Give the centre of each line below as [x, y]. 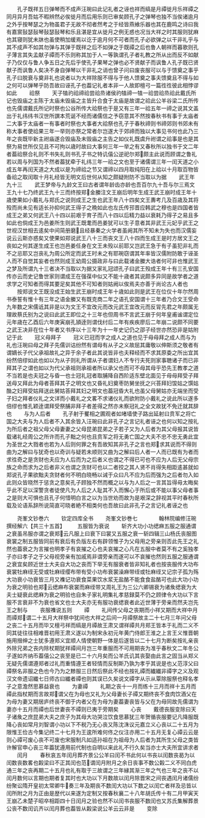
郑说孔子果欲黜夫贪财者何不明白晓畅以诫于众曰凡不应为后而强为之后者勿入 [100, 475]
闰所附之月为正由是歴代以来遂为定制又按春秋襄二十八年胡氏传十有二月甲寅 [100, 793]
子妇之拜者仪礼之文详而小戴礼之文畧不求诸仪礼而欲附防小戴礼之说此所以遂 [100, 398]
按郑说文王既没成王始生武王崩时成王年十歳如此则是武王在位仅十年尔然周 [108, 291]
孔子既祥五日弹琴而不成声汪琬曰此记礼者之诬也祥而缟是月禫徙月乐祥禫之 [108, 9]
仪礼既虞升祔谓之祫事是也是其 [161, 139]
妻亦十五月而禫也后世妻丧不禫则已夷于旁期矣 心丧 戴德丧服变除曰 [99, 709]
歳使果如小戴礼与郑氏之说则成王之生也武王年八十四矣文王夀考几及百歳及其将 [103, 200]
